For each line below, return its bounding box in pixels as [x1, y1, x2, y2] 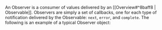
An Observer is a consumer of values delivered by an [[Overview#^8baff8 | [5, 5, 156, 10]
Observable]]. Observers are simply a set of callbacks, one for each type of [5, 10, 157, 15]
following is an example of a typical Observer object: [5, 20, 111, 25]
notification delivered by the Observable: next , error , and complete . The [5, 15, 149, 20]
